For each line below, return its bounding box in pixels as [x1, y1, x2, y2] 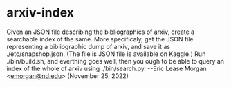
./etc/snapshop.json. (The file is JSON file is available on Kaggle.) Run [6, 50, 206, 58]
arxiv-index [6, 5, 74, 21]
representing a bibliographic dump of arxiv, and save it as [6, 42, 171, 50]
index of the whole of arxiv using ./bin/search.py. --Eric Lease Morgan [6, 64, 207, 72]
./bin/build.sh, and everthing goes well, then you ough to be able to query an [6, 57, 225, 65]
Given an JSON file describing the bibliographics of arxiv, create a [6, 28, 195, 36]
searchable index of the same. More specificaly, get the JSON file [6, 35, 194, 43]
